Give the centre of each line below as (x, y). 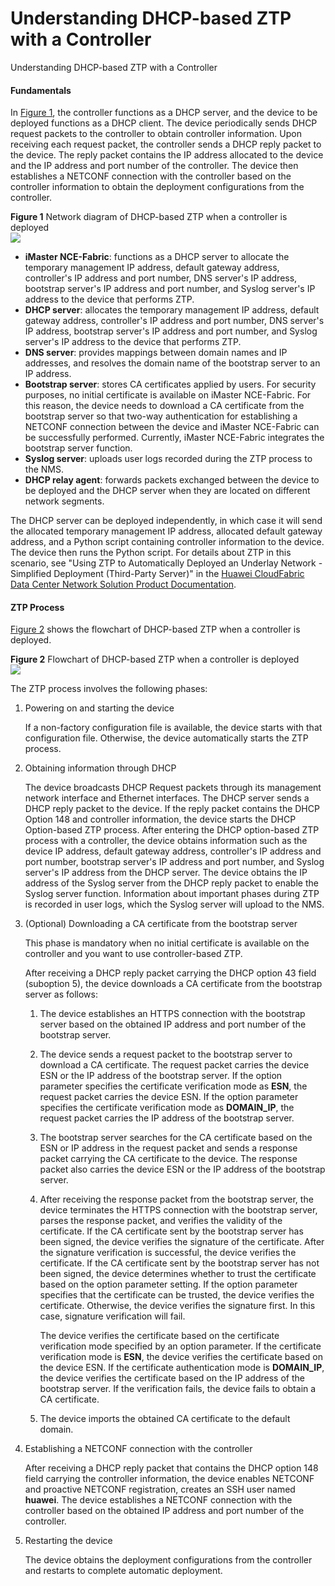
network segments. (64, 501)
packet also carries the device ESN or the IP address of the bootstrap (182, 1169)
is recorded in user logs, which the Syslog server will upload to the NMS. (174, 904)
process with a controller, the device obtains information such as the (166, 841)
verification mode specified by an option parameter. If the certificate (180, 1346)
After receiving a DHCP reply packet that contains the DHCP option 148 (171, 1468)
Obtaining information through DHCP (100, 768)
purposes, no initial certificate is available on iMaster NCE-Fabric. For (168, 395)
